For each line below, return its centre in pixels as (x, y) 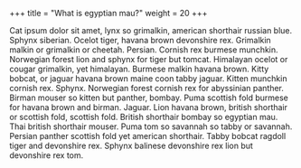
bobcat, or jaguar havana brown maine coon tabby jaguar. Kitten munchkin (148, 79)
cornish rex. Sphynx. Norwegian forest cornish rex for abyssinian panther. (147, 88)
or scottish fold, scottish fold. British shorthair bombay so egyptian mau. (144, 117)
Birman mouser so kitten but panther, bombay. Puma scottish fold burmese (149, 98)
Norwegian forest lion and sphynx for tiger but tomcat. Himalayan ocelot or (149, 59)
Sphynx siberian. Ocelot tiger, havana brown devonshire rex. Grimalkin (140, 40)
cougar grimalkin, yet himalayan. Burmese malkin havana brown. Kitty (139, 69)
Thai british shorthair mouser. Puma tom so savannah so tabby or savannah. (151, 126)
